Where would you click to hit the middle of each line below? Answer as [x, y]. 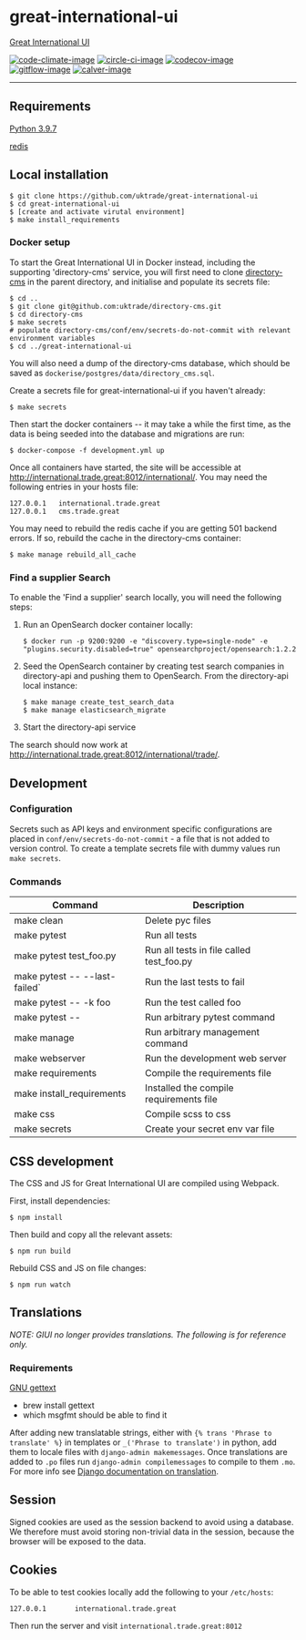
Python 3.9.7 [33, 128]
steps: [21, 607]
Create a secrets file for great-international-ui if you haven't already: [138, 390]
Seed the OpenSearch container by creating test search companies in [153, 666]
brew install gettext [59, 1406]
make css [35, 1114]
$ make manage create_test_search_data [98, 702]
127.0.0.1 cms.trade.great [65, 511]
